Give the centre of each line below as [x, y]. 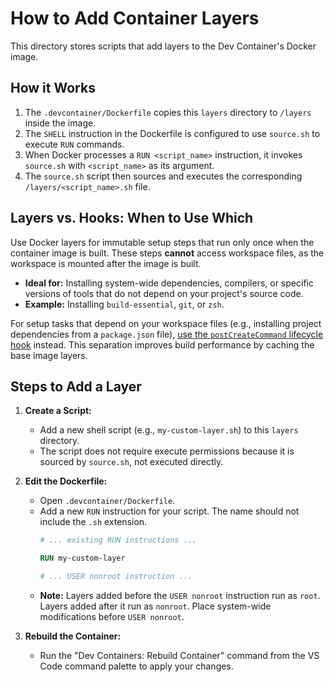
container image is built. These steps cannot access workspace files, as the [167, 253]
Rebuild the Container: [73, 636]
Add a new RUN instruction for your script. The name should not [169, 511]
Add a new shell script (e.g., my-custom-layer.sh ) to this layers [169, 430]
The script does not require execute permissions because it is [167, 451]
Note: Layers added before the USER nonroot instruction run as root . [180, 595]
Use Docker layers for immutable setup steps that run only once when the [162, 242]
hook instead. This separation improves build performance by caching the [162, 344]
